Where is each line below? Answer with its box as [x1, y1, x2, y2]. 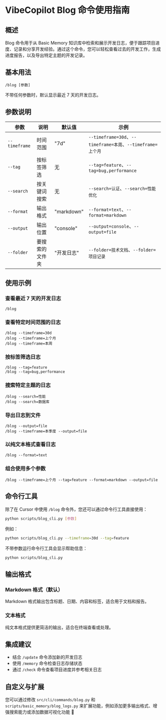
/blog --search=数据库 [5, 400, 50, 405]
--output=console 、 [88, 223, 134, 230]
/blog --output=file [5, 423, 48, 428]
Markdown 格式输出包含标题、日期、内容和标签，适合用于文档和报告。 [5, 599, 149, 604]
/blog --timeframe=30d [5, 330, 52, 335]
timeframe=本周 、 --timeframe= [88, 141, 158, 148]
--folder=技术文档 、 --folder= [88, 246, 156, 253]
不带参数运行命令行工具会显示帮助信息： [5, 545, 87, 551]
